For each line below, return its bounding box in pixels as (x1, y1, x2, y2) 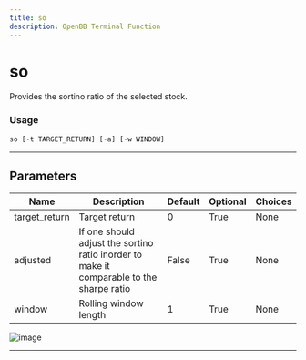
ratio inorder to (78, 248, 143, 261)
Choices (255, 195, 292, 208)
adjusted (14, 254, 52, 267)
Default (167, 195, 200, 208)
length (78, 309, 107, 322)
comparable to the (78, 271, 158, 283)
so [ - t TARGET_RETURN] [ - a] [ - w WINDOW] (9, 134, 166, 144)
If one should (78, 225, 135, 238)
